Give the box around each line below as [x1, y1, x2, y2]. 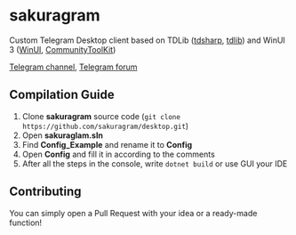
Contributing [9, 184, 82, 199]
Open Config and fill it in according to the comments [21, 149, 215, 159]
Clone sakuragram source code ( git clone [21, 110, 180, 121]
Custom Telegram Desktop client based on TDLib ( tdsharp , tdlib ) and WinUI [9, 35, 286, 45]
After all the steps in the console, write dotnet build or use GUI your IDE [21, 158, 288, 169]
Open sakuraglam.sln [21, 130, 104, 141]
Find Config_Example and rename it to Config [21, 139, 193, 150]
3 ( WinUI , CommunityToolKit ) [9, 44, 116, 54]
